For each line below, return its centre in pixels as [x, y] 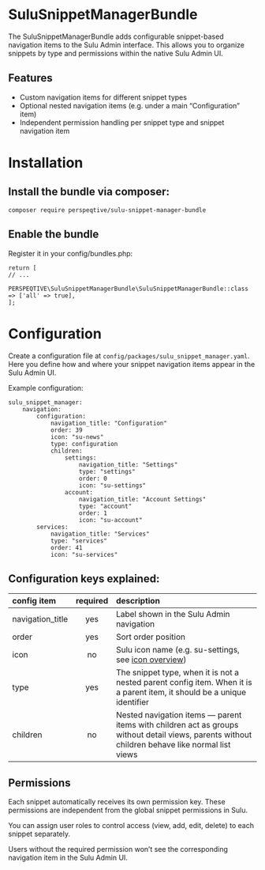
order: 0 [93, 478]
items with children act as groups [177, 725]
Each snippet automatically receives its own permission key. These [117, 802]
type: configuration [84, 444]
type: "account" [105, 506]
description [138, 601]
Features [30, 78]
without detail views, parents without [184, 735]
